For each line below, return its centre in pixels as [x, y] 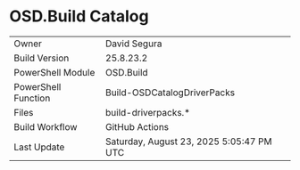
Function [32, 98]
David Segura [134, 44]
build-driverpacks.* [148, 112]
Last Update [39, 147]
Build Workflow [46, 126]
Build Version [42, 58]
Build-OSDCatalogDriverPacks [170, 93]
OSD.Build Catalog [79, 16]
